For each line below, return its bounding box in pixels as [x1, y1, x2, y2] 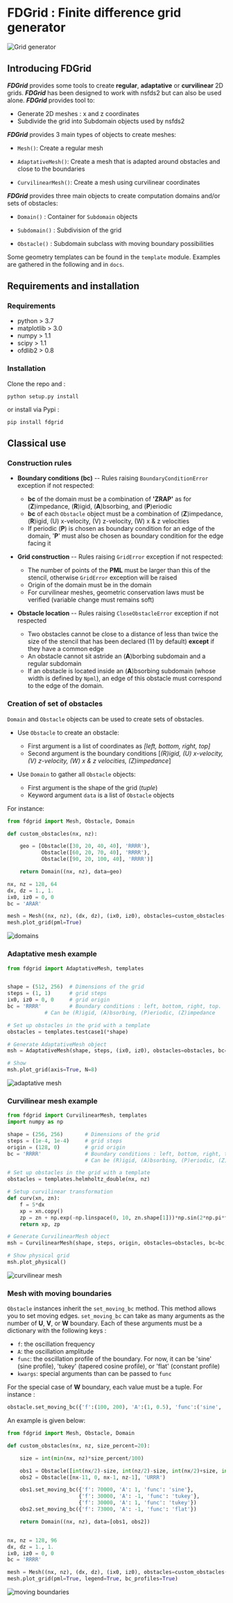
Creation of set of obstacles [7, 699, 103, 709]
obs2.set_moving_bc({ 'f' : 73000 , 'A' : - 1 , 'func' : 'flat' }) [19, 1506, 197, 1513]
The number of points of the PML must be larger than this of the [27, 566, 211, 575]
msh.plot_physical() [7, 1259, 67, 1266]
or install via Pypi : [7, 405, 60, 413]
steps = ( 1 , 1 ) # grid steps [7, 990, 107, 997]
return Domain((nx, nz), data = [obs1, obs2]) [19, 1518, 150, 1525]
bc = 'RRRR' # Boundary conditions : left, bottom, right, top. [7, 1003, 222, 1010]
